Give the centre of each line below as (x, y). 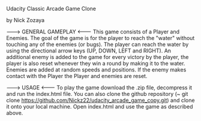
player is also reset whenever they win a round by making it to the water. (96, 63)
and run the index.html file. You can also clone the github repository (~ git (97, 94)
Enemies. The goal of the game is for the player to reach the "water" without (100, 38)
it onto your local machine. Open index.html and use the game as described (100, 106)
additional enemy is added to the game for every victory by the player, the (97, 57)
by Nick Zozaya (25, 20)
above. (15, 113)
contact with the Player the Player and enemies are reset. (77, 76)
